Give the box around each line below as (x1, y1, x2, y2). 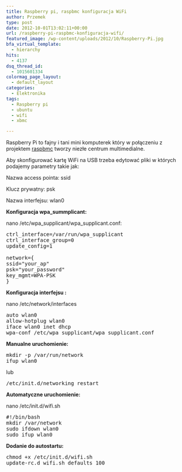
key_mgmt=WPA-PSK (6, 272, 56, 279)
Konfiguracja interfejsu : (6, 289, 67, 296)
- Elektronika (11, 90, 46, 96)
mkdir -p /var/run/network (6, 352, 84, 359)
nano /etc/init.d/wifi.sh (6, 403, 60, 410)
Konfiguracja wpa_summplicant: (6, 208, 87, 215)
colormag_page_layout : (6, 74, 61, 80)
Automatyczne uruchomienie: (6, 391, 81, 398)
